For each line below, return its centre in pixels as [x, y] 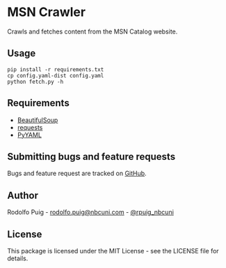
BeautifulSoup [38, 120]
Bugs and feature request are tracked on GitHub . [77, 173]
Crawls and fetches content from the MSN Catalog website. [92, 31]
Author [23, 195]
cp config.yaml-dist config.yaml [56, 75]
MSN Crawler [46, 12]
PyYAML [29, 135]
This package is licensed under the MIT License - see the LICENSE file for [113, 251]
